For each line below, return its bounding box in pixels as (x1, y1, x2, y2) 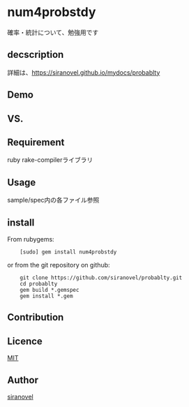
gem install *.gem (20, 293, 73, 299)
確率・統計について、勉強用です (7, 28, 99, 36)
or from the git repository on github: (7, 260, 110, 269)
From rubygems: (7, 235, 54, 243)
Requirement (7, 136, 65, 148)
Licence (7, 335, 43, 347)
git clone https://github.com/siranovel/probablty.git (20, 274, 183, 281)
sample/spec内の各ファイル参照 (7, 196, 100, 205)
